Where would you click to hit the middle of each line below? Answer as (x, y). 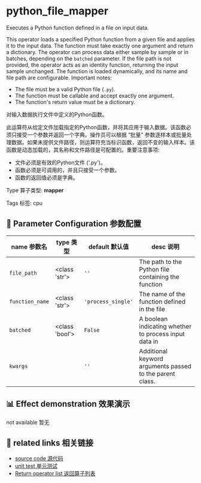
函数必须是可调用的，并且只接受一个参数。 (67, 170)
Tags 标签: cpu (25, 203)
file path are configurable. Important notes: (59, 77)
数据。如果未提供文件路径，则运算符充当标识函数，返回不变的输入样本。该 (103, 142)
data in (149, 341)
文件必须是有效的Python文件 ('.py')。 (60, 162)
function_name (29, 301)
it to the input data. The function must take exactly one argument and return (100, 46)
